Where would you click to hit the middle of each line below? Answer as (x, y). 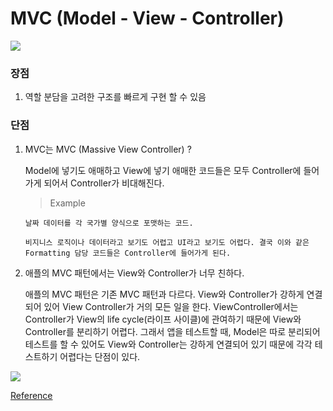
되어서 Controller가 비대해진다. (104, 183)
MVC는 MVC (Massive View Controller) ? (108, 149)
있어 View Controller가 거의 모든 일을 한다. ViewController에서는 (171, 306)
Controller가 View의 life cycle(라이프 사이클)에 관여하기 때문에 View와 (163, 319)
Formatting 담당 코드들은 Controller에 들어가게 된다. (128, 253)
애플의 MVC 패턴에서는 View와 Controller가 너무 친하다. (134, 273)
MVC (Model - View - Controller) (147, 18)
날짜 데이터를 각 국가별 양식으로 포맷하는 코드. (109, 223)
